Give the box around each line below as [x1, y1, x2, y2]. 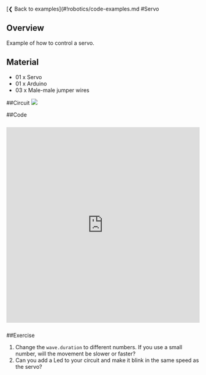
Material [6, 57, 39, 68]
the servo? [15, 363, 42, 370]
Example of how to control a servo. [6, 39, 95, 47]
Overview [6, 23, 45, 33]
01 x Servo [15, 73, 42, 80]
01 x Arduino [15, 80, 47, 87]
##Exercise [6, 331, 35, 339]
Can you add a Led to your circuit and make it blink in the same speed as [15, 356, 199, 364]
